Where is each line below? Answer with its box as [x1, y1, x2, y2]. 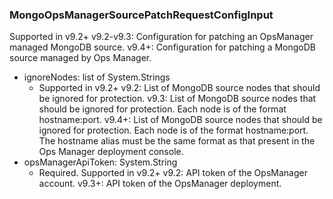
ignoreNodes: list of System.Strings [23, 71, 171, 83]
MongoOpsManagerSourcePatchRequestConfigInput [9, 8, 274, 22]
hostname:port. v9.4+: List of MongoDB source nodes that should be [38, 114, 323, 126]
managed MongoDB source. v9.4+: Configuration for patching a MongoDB [9, 41, 316, 53]
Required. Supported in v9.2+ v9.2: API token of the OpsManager [38, 167, 308, 179]
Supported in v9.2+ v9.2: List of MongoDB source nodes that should [38, 82, 321, 94]
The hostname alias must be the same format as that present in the [38, 135, 316, 147]
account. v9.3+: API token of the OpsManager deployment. [38, 178, 282, 190]
